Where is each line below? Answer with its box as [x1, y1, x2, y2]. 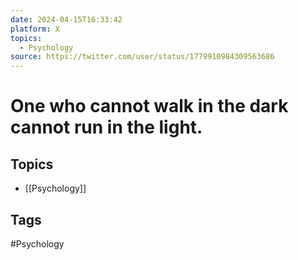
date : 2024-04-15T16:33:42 [10, 14, 123, 25]
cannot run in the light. [10, 116, 203, 139]
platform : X [10, 24, 60, 34]
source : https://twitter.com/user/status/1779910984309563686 [10, 52, 275, 62]
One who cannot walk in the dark [10, 95, 289, 118]
